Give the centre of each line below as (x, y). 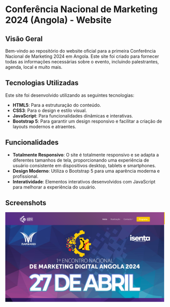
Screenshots (26, 203)
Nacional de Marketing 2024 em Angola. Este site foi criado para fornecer (82, 56)
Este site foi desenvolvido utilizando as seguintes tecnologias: (70, 95)
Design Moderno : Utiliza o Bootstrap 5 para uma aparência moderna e (86, 171)
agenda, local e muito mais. (34, 67)
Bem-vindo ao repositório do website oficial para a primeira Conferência (80, 51)
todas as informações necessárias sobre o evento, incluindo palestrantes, (82, 62)
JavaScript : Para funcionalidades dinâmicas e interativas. (73, 116)
